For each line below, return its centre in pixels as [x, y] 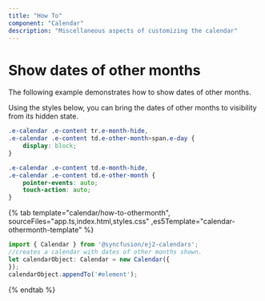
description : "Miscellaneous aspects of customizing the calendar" [123, 30]
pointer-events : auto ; [60, 183]
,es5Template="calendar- [193, 222]
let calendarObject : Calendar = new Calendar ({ [89, 259]
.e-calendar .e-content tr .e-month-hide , [78, 131]
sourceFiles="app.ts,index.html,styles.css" [79, 222]
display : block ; [50, 146]
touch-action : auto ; [57, 190]
